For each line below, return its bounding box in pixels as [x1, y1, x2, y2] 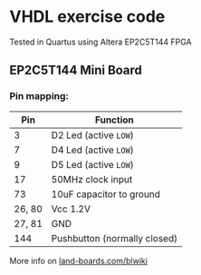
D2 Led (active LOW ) [51, 129, 134, 142]
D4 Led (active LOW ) [51, 143, 134, 156]
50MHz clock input [51, 172, 133, 185]
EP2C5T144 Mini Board [9, 63, 143, 78]
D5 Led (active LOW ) [51, 158, 134, 171]
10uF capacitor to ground [51, 188, 161, 201]
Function [94, 113, 134, 126]
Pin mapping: [9, 90, 70, 103]
